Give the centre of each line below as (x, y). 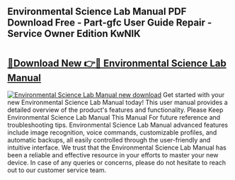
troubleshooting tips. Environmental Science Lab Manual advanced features (118, 125)
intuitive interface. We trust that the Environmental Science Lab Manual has (117, 147)
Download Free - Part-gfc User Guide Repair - (110, 23)
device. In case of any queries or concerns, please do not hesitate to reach (117, 163)
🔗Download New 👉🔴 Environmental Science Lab (117, 63)
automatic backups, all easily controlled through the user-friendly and (109, 140)
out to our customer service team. (57, 170)
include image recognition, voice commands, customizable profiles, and (112, 133)
